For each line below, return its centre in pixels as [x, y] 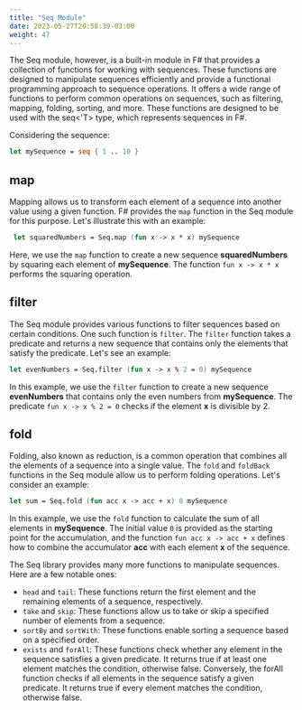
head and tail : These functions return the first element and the [139, 592]
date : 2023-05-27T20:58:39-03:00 [72, 26]
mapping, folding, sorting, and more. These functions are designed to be [144, 108]
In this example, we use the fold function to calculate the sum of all [134, 518]
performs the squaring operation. [71, 274]
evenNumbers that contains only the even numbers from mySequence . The [151, 396]
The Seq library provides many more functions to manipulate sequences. [145, 565]
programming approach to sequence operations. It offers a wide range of [145, 89]
